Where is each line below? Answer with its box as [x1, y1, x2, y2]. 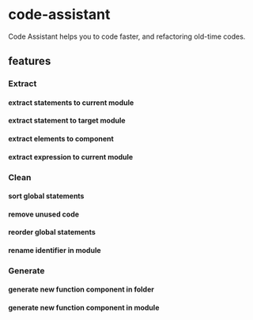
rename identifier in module [8, 245, 101, 254]
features [8, 55, 51, 68]
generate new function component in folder [8, 284, 154, 294]
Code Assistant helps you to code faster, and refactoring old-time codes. [8, 32, 246, 41]
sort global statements [8, 191, 85, 201]
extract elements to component [8, 134, 115, 144]
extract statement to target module [8, 116, 126, 126]
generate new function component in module [8, 303, 160, 313]
